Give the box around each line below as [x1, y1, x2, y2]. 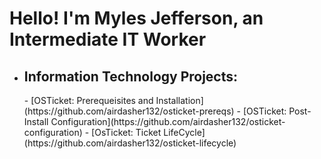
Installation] [155, 95, 204, 106]
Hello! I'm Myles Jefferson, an [9, 7, 264, 30]
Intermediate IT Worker [9, 28, 207, 51]
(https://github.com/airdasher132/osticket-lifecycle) [23, 137, 237, 149]
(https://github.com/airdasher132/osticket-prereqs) [23, 105, 235, 117]
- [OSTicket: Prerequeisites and [23, 95, 154, 106]
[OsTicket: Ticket [91, 127, 162, 138]
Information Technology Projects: [23, 68, 239, 85]
